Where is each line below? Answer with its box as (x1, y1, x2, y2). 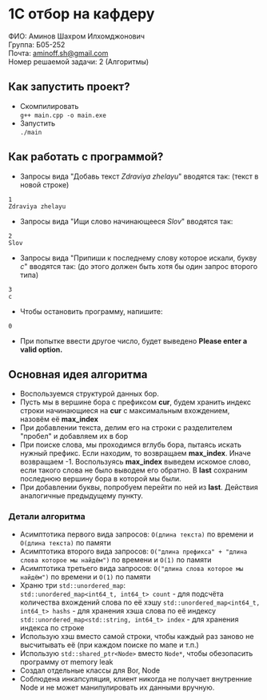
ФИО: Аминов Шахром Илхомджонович (8, 31, 145, 41)
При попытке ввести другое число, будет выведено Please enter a (19, 336, 248, 345)
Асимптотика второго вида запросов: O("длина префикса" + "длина (19, 546, 248, 556)
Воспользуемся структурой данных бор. (19, 389, 160, 399)
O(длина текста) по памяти (19, 537, 112, 547)
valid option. (19, 344, 63, 354)
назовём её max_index (19, 414, 98, 424)
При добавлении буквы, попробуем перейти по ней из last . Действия (19, 482, 258, 493)
